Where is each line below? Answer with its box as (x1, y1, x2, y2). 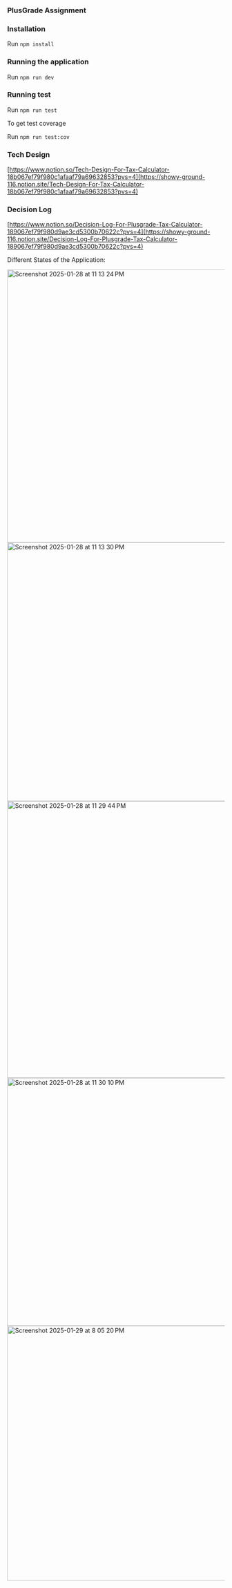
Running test (7, 90, 51, 100)
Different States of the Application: (7, 256, 106, 264)
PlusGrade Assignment (7, 6, 86, 15)
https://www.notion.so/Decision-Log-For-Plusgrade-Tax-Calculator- (9, 220, 203, 229)
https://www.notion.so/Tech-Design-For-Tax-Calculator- (9, 165, 171, 174)
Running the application (7, 57, 89, 67)
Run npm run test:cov (7, 132, 70, 140)
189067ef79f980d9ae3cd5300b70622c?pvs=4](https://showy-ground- (7, 227, 211, 236)
